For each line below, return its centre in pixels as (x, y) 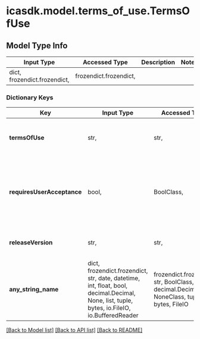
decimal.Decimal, (111, 293)
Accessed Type (105, 62)
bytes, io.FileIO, (109, 308)
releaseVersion (31, 243)
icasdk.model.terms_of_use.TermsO (98, 11)
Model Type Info (37, 45)
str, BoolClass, (174, 282)
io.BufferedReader (113, 315)
